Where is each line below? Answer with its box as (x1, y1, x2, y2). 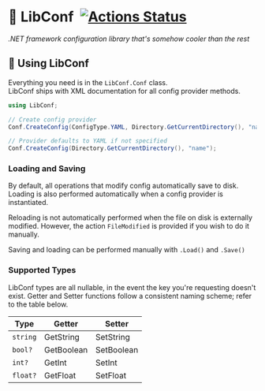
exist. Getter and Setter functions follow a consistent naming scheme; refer (8, 291, 252, 300)
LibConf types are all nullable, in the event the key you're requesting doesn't (8, 282, 256, 292)
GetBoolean (44, 344, 88, 355)
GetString (44, 331, 80, 342)
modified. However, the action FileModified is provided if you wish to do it (8, 222, 250, 231)
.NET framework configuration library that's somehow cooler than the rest (8, 34, 250, 43)
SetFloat (95, 370, 127, 381)
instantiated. (8, 198, 49, 207)
